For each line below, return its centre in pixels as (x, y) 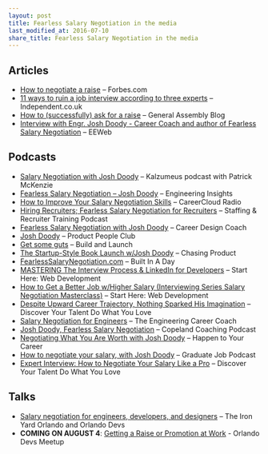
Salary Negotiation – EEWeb (66, 132)
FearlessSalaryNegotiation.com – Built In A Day (97, 261)
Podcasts (32, 157)
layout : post (30, 16)
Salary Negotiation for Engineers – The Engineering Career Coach (128, 321)
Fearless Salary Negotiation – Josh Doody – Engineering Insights (126, 193)
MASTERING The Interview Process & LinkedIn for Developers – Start (134, 269)
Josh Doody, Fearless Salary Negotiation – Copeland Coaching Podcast (138, 329)
